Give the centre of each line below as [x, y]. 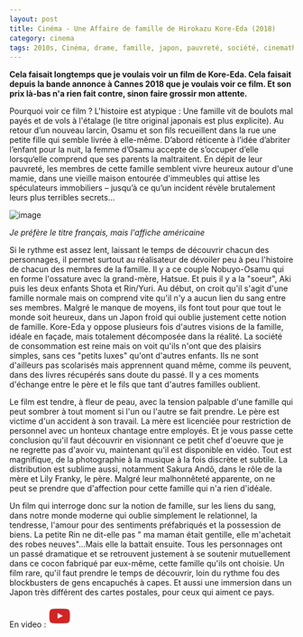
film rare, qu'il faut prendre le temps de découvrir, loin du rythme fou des [145, 573]
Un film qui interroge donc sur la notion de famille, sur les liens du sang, [143, 506]
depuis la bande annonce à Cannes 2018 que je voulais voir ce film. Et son [150, 84]
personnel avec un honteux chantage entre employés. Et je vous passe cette [151, 431]
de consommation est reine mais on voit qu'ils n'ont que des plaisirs [135, 346]
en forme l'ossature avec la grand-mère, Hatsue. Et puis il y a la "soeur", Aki [150, 279]
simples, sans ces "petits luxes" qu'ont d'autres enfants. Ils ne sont [134, 356]
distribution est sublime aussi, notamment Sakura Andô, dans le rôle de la [146, 469]
